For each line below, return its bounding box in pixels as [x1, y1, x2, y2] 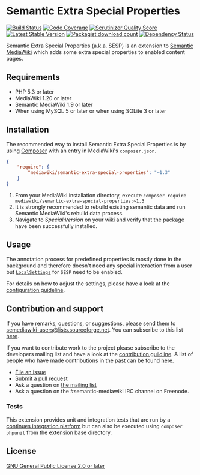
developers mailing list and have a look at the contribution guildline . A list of [6, 350, 193, 357]
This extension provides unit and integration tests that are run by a [6, 416, 171, 423]
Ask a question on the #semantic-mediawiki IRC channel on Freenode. [14, 387, 189, 395]
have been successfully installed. [14, 222, 98, 229]
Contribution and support [6, 304, 104, 314]
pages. [6, 55, 23, 62]
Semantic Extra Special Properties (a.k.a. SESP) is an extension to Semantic [6, 42, 193, 49]
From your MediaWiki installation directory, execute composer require [14, 191, 187, 199]
